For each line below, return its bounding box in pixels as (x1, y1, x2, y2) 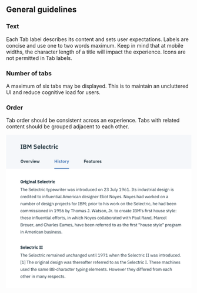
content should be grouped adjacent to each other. (6, 123, 129, 130)
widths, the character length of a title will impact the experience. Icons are (6, 48, 186, 55)
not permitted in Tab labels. (6, 54, 72, 61)
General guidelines (6, 5, 77, 15)
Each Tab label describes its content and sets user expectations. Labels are (6, 35, 189, 43)
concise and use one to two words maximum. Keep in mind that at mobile (6, 42, 183, 49)
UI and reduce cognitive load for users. (6, 88, 101, 96)
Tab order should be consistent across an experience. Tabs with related (6, 117, 180, 124)
